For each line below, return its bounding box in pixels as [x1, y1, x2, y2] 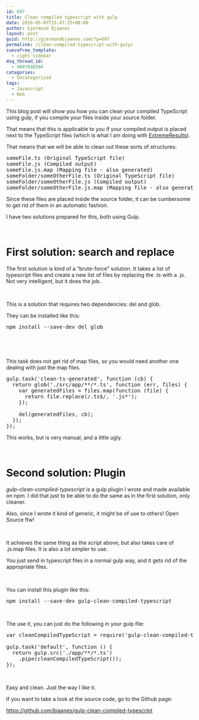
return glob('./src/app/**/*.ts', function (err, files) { [12, 381, 188, 388]
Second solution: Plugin [6, 466, 126, 479]
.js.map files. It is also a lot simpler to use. [6, 545, 108, 552]
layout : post [6, 31, 38, 37]
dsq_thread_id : [6, 58, 44, 64]
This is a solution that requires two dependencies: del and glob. [6, 300, 161, 308]
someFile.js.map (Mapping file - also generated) [6, 167, 153, 173]
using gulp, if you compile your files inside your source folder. [6, 114, 157, 121]
